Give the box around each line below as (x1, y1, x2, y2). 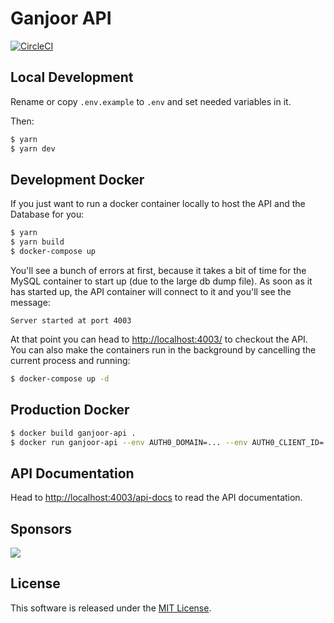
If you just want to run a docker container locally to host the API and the (10, 198, 306, 210)
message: (10, 296, 51, 308)
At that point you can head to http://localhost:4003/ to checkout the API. (10, 333, 308, 345)
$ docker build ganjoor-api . (10, 428, 137, 438)
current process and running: (10, 354, 131, 366)
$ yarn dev (10, 143, 56, 154)
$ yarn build (10, 237, 65, 247)
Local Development (10, 69, 134, 86)
